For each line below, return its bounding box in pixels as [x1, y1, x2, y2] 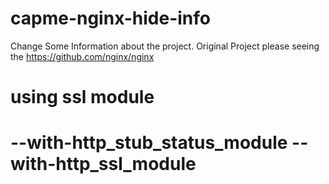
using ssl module [10, 86, 155, 109]
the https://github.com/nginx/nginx [10, 50, 155, 62]
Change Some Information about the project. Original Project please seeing [10, 40, 320, 52]
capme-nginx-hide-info [10, 7, 212, 30]
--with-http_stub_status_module [10, 132, 288, 154]
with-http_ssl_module [10, 153, 197, 176]
